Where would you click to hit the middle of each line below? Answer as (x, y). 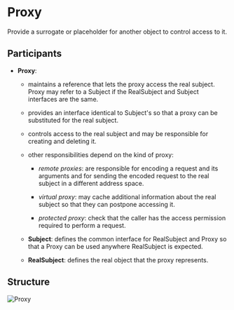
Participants (34, 54)
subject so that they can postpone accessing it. (106, 204)
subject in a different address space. (91, 183)
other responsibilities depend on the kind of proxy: (101, 154)
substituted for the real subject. (73, 120)
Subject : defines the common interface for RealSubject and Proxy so (127, 238)
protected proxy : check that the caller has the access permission (132, 217)
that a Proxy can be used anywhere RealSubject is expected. (115, 246)
